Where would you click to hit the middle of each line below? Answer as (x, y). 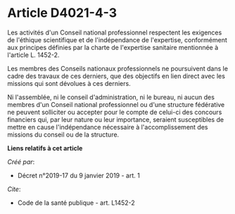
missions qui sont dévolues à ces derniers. (69, 83)
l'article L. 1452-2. (33, 55)
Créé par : (21, 162)
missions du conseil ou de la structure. (63, 134)
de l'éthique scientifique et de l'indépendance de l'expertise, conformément (117, 39)
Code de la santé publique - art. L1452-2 (76, 203)
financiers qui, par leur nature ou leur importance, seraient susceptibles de (115, 119)
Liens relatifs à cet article (45, 148)
